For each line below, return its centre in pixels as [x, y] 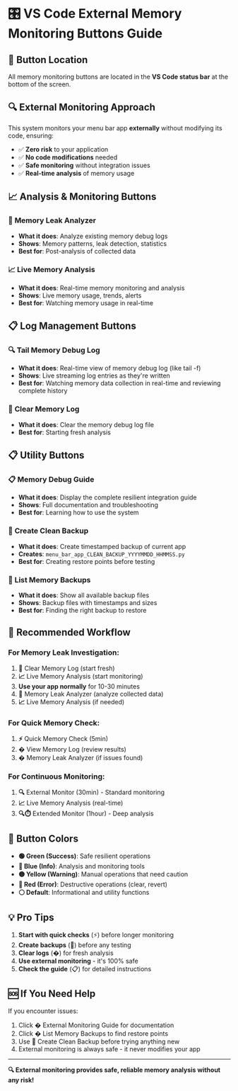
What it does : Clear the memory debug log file [86, 424]
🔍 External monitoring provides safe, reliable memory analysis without [114, 1070]
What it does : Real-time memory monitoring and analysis [101, 288]
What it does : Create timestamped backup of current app [102, 546]
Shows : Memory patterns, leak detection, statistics [93, 243]
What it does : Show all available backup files [84, 595]
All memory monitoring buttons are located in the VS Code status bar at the [118, 77]
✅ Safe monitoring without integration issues [84, 165]
